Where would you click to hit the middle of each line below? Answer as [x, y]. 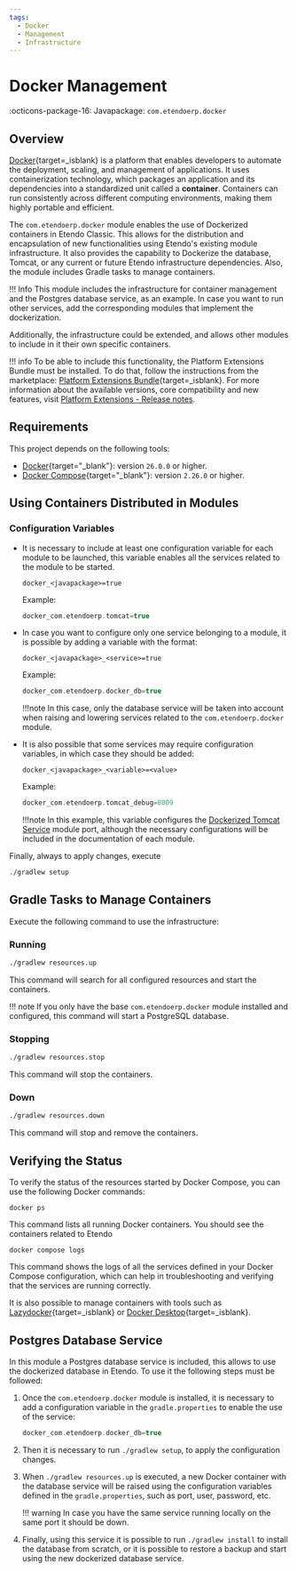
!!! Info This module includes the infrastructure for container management [143, 289]
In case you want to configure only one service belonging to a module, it [154, 633]
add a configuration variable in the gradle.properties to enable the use [152, 1407]
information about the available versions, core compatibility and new [134, 389]
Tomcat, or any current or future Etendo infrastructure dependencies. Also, [146, 262]
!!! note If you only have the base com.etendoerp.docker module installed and [148, 1007]
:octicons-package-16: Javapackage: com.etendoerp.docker [118, 111]
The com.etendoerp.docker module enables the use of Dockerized [129, 225]
